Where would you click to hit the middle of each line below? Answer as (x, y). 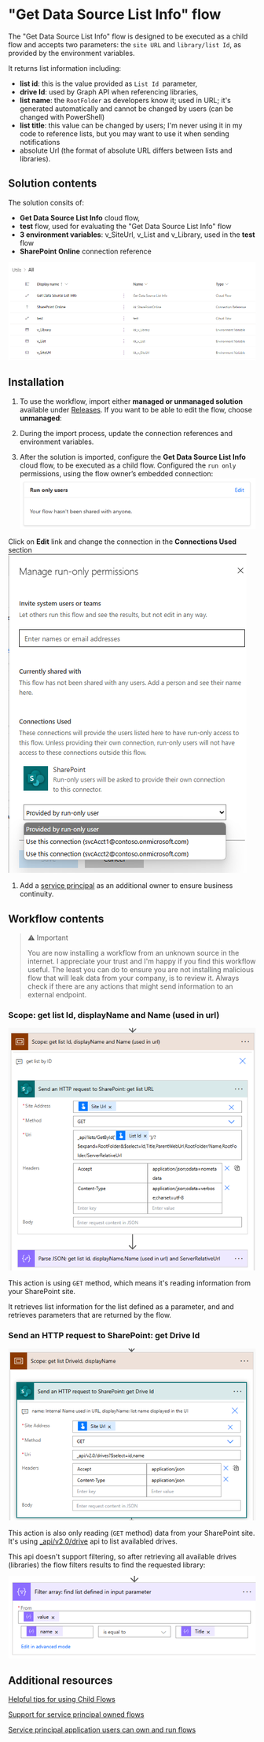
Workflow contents (56, 919)
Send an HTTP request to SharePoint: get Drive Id (104, 1336)
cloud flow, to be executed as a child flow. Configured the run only (128, 465)
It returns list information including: (65, 68)
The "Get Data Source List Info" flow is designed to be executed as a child (128, 36)
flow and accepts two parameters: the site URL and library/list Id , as (125, 44)
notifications (40, 142)
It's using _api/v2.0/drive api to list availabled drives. (93, 1541)
